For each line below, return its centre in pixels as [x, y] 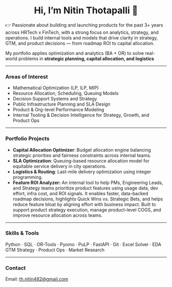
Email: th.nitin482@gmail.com [37, 279]
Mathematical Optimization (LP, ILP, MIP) [56, 88]
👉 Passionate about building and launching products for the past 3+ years [84, 25]
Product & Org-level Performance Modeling [58, 110]
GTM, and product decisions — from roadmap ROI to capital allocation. [80, 43]
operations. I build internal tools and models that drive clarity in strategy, [82, 37]
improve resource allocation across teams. [58, 215]
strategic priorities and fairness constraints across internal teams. [82, 155]
